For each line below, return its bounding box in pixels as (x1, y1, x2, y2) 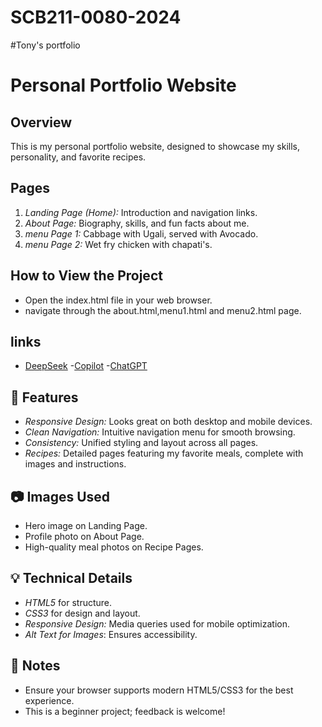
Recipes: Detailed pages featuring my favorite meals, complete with (24, 447, 304, 460)
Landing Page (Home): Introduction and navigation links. (24, 206, 258, 218)
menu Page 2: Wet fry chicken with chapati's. (24, 238, 213, 250)
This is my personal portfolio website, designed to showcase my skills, (10, 140, 300, 152)
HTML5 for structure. (24, 596, 113, 608)
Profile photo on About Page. (24, 531, 145, 542)
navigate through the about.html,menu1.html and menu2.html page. (24, 304, 302, 316)
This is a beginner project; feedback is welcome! (24, 705, 226, 717)
